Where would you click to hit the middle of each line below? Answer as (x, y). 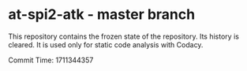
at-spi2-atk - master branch (102, 15)
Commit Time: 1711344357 (51, 60)
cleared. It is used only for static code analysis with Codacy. (106, 44)
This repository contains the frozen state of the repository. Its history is (123, 36)
